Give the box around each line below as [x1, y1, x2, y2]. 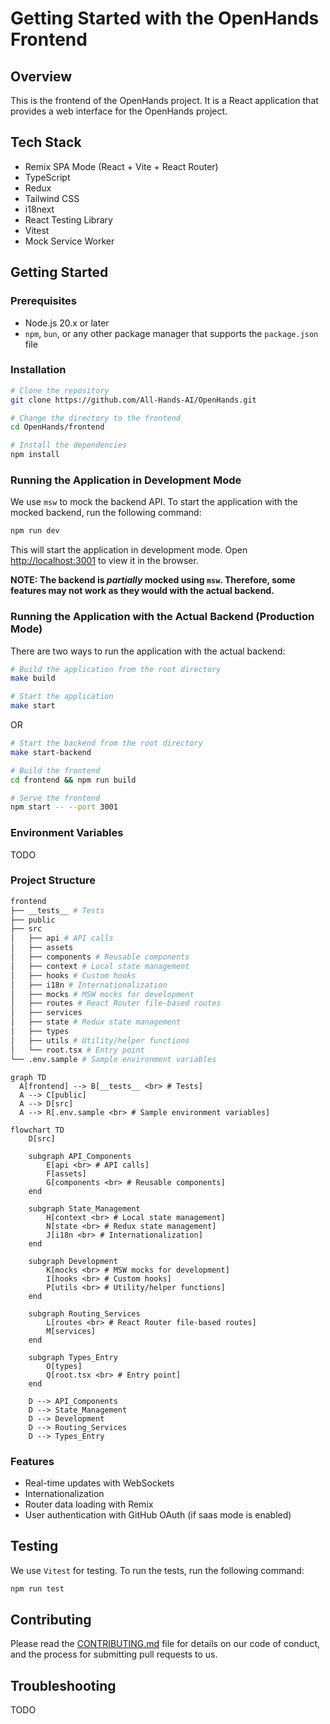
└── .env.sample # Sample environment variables [10, 1054, 217, 1064]
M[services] [46, 1326, 97, 1336]
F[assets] [46, 1168, 87, 1179]
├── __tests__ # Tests [10, 905, 105, 916]
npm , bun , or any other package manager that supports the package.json [24, 327, 319, 339]
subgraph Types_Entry [28, 1352, 118, 1362]
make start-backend [10, 747, 92, 757]
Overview [10, 68, 73, 85]
